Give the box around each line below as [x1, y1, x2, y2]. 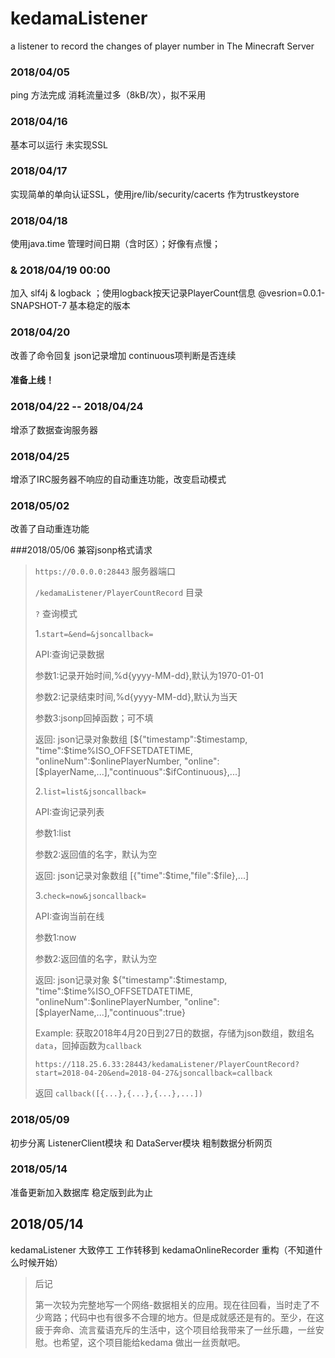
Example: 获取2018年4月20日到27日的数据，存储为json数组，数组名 [34, 1027, 315, 1039]
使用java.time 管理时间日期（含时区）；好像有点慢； [10, 238, 222, 250]
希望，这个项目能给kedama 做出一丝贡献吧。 [61, 1336, 246, 1348]
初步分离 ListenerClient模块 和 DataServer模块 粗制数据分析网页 [10, 1137, 273, 1149]
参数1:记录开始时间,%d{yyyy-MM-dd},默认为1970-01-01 [34, 670, 264, 682]
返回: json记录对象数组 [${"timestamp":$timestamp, [34, 733, 248, 746]
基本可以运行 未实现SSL [10, 138, 108, 151]
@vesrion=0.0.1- [258, 287, 326, 299]
